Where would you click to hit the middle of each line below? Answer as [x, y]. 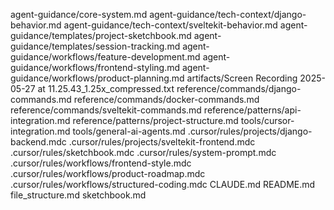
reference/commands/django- [239, 88]
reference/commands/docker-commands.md [166, 99]
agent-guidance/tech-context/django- [228, 14]
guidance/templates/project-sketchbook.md [101, 35]
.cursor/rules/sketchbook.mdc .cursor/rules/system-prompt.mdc [143, 152]
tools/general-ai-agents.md [129, 131]
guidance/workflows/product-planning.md [97, 78]
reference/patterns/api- [252, 110]
